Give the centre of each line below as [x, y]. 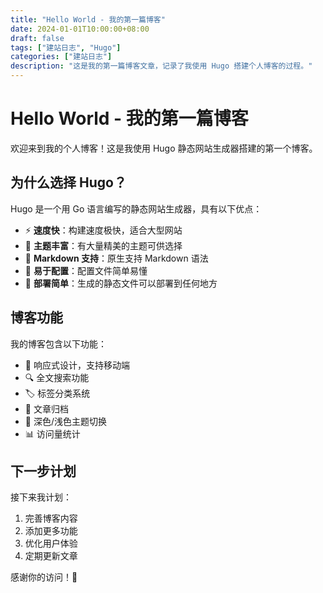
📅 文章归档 [46, 408]
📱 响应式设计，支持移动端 [77, 365]
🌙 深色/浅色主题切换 [65, 421]
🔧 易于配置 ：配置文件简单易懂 [86, 270]
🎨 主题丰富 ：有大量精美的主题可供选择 [103, 245]
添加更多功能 [51, 531]
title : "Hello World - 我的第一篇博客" [88, 19]
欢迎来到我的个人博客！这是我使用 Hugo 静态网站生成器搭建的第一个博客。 [164, 148]
